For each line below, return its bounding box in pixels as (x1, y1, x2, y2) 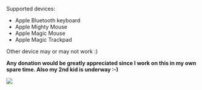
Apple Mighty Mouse (15, 24, 68, 30)
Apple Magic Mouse (15, 30, 66, 37)
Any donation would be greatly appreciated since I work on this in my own (6, 60, 197, 66)
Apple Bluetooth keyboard (15, 17, 81, 24)
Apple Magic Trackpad (15, 36, 72, 43)
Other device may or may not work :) (6, 48, 98, 55)
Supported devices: (6, 5, 56, 12)
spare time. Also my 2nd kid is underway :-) (6, 66, 118, 73)
